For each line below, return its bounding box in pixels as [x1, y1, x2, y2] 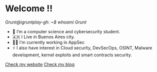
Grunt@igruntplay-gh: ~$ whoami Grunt [5, 19, 87, 25]
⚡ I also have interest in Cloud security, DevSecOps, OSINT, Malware [12, 45, 153, 50]
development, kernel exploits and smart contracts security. [12, 52, 132, 58]
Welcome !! [5, 3, 53, 14]
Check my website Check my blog [5, 61, 75, 67]
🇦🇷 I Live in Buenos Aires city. [12, 34, 75, 40]
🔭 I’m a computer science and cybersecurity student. [12, 28, 120, 34]
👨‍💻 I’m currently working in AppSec [12, 39, 85, 45]
